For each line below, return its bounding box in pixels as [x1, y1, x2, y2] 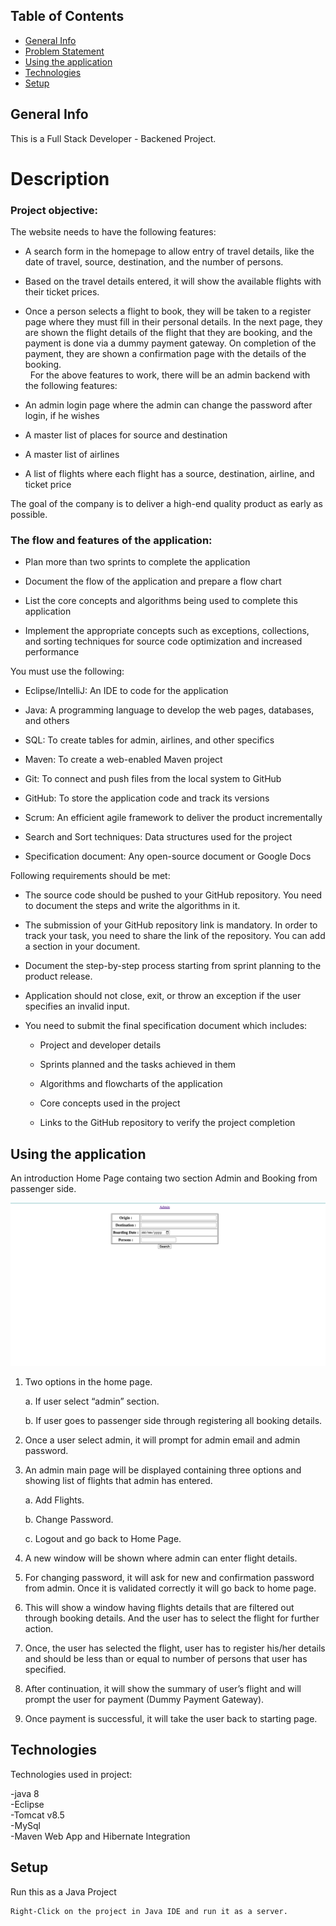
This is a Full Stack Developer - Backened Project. [10, 132, 217, 144]
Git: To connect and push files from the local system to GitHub [24, 773, 282, 785]
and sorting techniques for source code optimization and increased [24, 635, 303, 648]
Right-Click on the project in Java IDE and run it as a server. [10, 1906, 288, 1916]
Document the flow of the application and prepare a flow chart [24, 575, 282, 588]
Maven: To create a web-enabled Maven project [24, 754, 223, 766]
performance [24, 646, 80, 658]
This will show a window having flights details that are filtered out [24, 1602, 295, 1614]
